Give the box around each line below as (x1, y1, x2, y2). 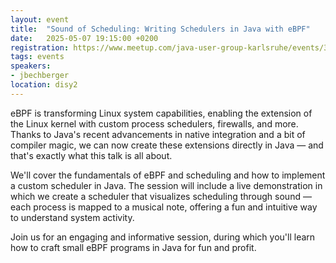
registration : (10, 42, 70, 53)
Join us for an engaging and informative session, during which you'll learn (10, 231, 316, 243)
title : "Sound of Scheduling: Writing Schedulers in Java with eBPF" (10, 24, 311, 34)
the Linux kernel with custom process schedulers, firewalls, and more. (10, 117, 299, 130)
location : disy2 (10, 80, 78, 90)
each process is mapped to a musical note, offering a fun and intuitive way (10, 201, 318, 213)
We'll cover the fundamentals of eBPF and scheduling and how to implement (10, 169, 326, 181)
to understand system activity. (10, 211, 135, 223)
